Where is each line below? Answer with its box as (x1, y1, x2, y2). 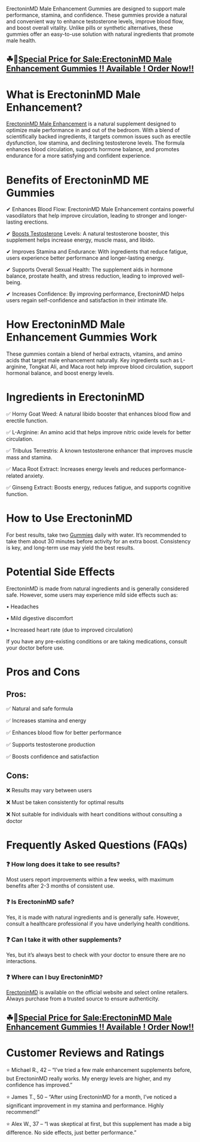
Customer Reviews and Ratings (6, 1046, 165, 1059)
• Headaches (6, 603, 39, 611)
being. (6, 279, 22, 286)
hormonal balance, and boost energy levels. (6, 369, 115, 377)
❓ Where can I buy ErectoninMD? (6, 973, 103, 981)
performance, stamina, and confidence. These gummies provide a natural (6, 11, 187, 19)
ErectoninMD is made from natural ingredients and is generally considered (6, 585, 189, 593)
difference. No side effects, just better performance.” (6, 1129, 137, 1136)
